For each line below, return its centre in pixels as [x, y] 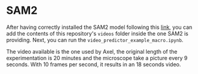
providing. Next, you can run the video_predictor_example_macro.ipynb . [95, 40]
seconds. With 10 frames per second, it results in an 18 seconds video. [94, 64]
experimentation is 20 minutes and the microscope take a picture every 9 [97, 58]
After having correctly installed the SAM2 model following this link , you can [99, 27]
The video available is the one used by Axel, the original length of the [92, 51]
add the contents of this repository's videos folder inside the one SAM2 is [97, 33]
